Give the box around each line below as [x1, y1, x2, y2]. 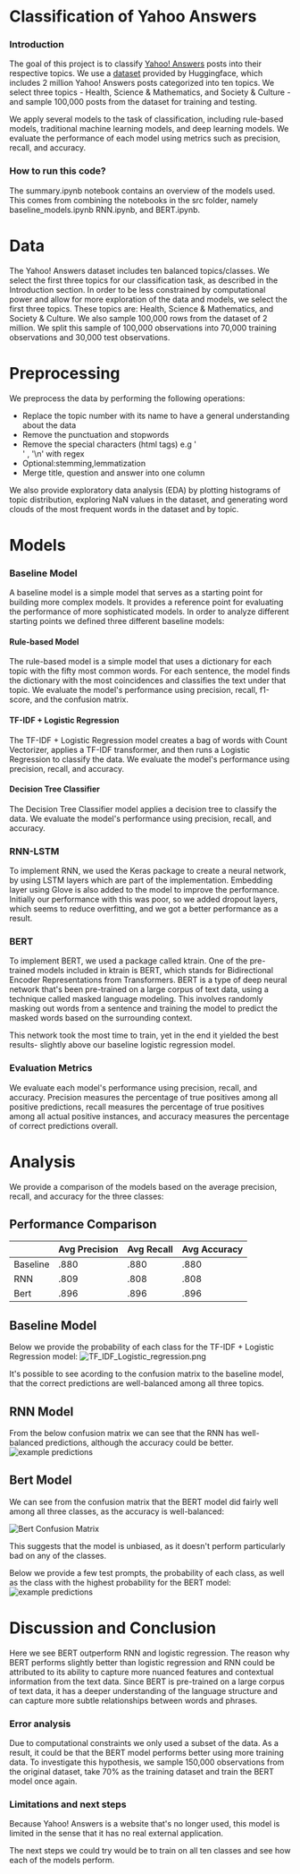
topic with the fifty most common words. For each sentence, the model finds [9, 665, 290, 677]
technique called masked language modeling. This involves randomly [9, 994, 263, 1005]
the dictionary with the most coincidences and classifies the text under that [9, 675, 287, 686]
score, [9, 694, 33, 705]
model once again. [9, 1776, 78, 1787]
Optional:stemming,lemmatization [21, 458, 146, 468]
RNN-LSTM [9, 844, 60, 857]
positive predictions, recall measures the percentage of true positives [9, 1101, 265, 1112]
